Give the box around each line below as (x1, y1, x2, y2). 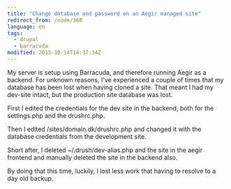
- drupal (13, 36, 39, 43)
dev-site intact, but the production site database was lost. (7, 90, 173, 98)
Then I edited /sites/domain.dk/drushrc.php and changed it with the (7, 125, 202, 133)
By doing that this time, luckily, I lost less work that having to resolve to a (7, 167, 216, 175)
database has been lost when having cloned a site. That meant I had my (7, 83, 214, 91)
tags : (7, 29, 23, 37)
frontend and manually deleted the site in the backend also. (7, 153, 178, 161)
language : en (7, 23, 45, 30)
